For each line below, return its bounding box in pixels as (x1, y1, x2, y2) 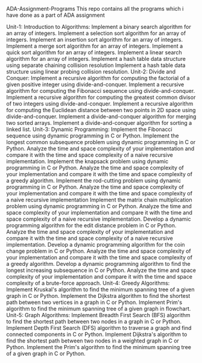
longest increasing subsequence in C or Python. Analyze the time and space (6, 267, 196, 274)
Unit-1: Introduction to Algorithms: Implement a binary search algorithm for (6, 24, 191, 30)
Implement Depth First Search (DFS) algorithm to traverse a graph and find (6, 324, 192, 331)
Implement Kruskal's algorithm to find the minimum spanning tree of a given (6, 286, 195, 293)
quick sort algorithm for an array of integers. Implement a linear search (6, 49, 182, 56)
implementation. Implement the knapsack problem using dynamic (6, 158, 169, 165)
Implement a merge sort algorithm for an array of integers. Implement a (6, 42, 183, 49)
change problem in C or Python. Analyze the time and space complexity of (6, 247, 191, 254)
